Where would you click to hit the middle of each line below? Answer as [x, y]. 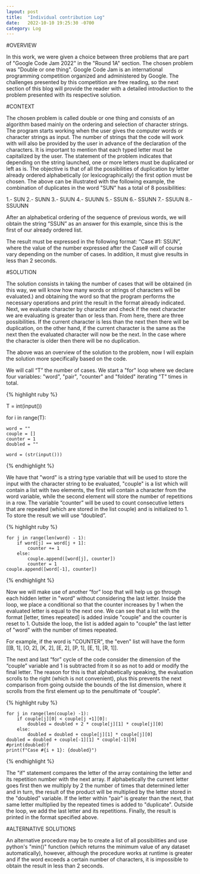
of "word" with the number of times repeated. [62, 630]
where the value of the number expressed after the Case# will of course [94, 248]
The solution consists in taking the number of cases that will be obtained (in [99, 284]
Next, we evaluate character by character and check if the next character [96, 309]
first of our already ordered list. [44, 230]
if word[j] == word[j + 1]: [51, 543]
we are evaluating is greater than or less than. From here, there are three [95, 316]
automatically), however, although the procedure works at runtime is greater [99, 853]
